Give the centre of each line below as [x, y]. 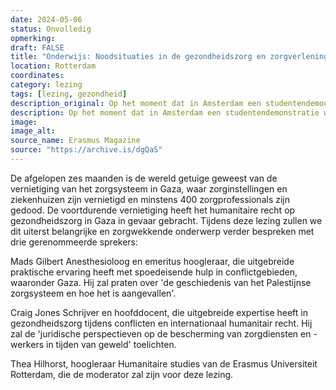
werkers [27, 344]
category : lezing [46, 85]
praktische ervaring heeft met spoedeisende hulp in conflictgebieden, [154, 272]
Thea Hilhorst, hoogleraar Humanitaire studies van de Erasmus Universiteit [164, 363]
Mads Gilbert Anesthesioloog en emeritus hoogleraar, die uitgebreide [152, 261]
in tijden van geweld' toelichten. [111, 344]
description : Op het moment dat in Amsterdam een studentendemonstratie [165, 112]
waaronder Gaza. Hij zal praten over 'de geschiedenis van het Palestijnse [161, 282]
